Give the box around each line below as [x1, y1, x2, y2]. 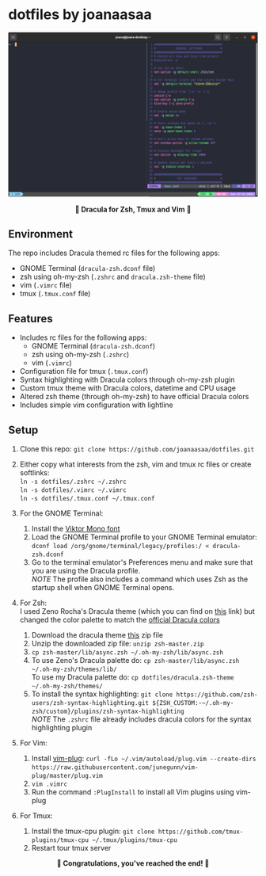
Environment [8, 227, 74, 241]
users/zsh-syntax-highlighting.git [31, 699, 149, 707]
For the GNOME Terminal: [19, 508, 104, 518]
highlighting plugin [31, 723, 93, 733]
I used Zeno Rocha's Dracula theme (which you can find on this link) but [19, 607, 255, 616]
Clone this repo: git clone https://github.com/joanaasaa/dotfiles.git [19, 444, 255, 454]
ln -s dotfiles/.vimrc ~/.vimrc [19, 486, 127, 494]
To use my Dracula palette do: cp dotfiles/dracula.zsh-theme [31, 672, 234, 682]
